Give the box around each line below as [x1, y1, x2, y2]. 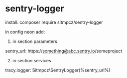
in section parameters [12, 38, 57, 44]
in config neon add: [5, 29, 45, 35]
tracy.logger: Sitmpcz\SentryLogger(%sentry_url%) [5, 67, 111, 73]
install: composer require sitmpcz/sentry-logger [5, 19, 104, 25]
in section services [12, 57, 51, 63]
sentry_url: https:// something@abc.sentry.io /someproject [5, 48, 123, 54]
